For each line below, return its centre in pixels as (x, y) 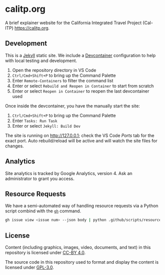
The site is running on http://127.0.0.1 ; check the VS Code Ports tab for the (80, 135)
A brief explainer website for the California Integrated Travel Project (73, 23)
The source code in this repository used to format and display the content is (82, 262)
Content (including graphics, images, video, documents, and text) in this (78, 247)
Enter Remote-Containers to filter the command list (63, 80)
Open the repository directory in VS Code (54, 70)
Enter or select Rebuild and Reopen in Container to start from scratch (83, 86)
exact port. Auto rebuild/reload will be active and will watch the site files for (81, 140)
